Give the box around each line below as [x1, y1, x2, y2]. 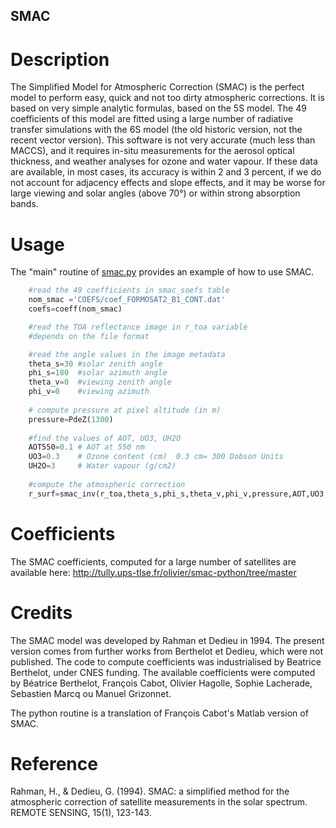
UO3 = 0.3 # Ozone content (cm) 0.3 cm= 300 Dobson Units [28, 452, 284, 462]
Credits [10, 601, 73, 624]
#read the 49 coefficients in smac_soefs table [28, 285, 230, 296]
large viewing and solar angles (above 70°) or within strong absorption [10, 187, 301, 199]
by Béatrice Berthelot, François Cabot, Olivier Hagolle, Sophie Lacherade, [10, 677, 313, 689]
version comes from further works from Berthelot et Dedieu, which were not [10, 645, 324, 657]
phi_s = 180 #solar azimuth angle [28, 368, 168, 378]
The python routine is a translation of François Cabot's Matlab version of [10, 707, 309, 719]
